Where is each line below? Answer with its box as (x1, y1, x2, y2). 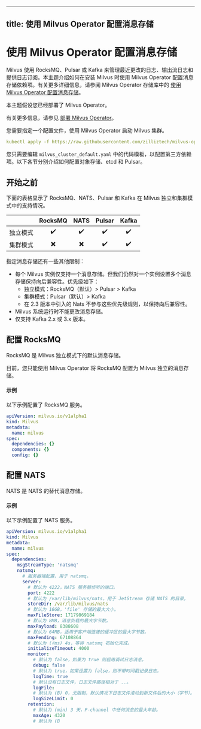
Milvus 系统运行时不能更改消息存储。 (14, 308, 106, 315)
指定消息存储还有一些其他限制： (6, 258, 85, 265)
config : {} (11, 452, 39, 459)
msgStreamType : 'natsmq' (17, 562, 79, 568)
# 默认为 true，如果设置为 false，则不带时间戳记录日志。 (32, 668, 162, 674)
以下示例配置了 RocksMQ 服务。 (6, 401, 86, 408)
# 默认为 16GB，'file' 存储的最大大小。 (28, 607, 119, 613)
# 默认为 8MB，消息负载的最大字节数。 (28, 618, 111, 624)
